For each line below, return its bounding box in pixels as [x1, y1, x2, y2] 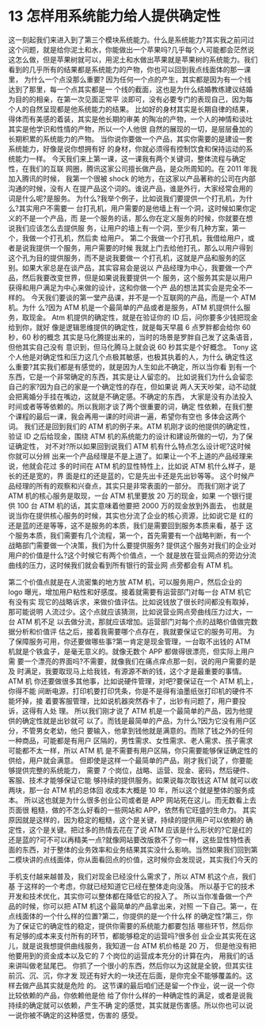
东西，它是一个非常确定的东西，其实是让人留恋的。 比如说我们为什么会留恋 [8, 372, 253, 381]
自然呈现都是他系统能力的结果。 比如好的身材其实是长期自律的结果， [28, 104, 253, 113]
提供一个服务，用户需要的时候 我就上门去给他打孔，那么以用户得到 [35, 243, 253, 252]
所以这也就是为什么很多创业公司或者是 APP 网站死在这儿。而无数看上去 [23, 795, 257, 805]
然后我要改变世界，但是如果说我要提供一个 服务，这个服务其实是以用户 [21, 273, 253, 282]
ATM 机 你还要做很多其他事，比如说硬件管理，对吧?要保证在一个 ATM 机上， [8, 676, 258, 686]
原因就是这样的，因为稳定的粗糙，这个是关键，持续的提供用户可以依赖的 [8, 814, 244, 825]
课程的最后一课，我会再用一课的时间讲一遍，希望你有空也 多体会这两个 [14, 412, 246, 421]
